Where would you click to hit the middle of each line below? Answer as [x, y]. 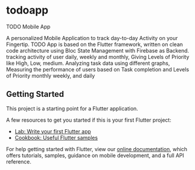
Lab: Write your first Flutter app [53, 131]
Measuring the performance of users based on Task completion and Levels [97, 69]
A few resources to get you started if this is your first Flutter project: [89, 120]
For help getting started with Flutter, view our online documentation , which [97, 149]
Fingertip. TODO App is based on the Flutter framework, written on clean [95, 44]
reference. [19, 161]
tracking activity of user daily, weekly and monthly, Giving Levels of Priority [98, 57]
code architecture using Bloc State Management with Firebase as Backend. [97, 50]
